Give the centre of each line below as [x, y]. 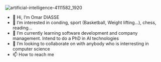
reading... [22, 28]
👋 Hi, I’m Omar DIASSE [36, 17]
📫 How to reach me [33, 54]
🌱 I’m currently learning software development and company [75, 33]
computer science [31, 49]
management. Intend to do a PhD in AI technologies [66, 38]
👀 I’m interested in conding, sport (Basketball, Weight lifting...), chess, [84, 23]
